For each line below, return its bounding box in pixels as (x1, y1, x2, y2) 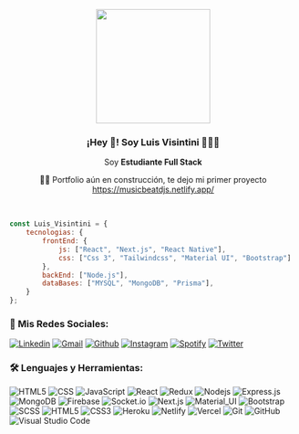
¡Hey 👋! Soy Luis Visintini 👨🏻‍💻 (86, 135, 221, 148)
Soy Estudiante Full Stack (104, 156, 202, 168)
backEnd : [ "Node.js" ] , (42, 270, 129, 280)
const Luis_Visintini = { (9, 219, 108, 228)
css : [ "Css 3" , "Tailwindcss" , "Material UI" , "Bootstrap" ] (57, 253, 292, 262)
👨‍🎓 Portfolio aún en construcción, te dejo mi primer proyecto (39, 175, 267, 185)
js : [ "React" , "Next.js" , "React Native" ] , (57, 245, 226, 254)
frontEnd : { (42, 237, 88, 246)
